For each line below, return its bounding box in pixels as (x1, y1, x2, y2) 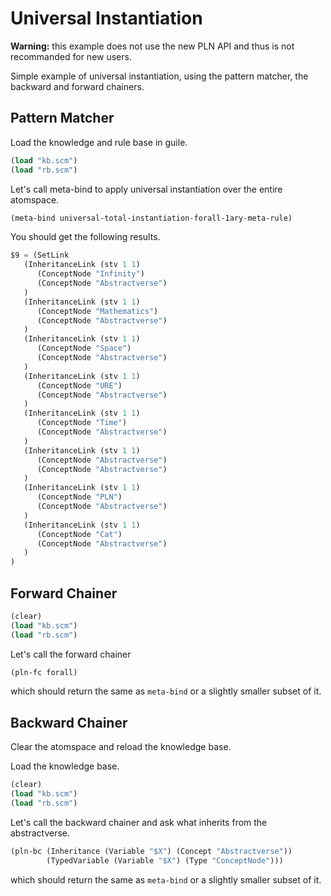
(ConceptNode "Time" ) (36, 418, 128, 428)
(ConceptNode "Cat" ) (36, 529, 123, 539)
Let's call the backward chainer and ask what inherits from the (10, 816, 268, 828)
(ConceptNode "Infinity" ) (36, 269, 145, 279)
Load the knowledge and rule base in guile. (10, 136, 188, 148)
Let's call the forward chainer (10, 648, 132, 660)
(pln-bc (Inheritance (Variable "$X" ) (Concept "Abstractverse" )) (10, 846, 293, 856)
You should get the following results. (10, 231, 161, 243)
